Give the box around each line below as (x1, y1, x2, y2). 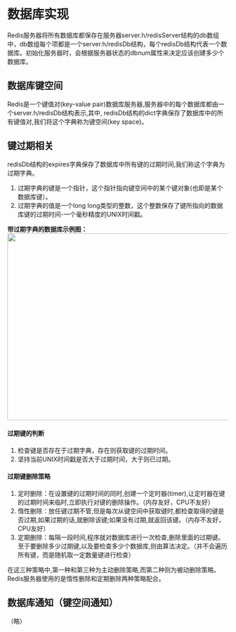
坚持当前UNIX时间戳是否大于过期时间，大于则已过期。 (17, 454, 175, 463)
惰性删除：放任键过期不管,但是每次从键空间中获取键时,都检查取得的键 (17, 506, 218, 515)
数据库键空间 (7, 80, 63, 92)
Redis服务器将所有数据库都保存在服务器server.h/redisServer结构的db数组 (7, 31, 220, 39)
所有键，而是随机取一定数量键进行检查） (17, 551, 135, 559)
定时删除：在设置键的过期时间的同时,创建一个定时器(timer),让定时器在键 (17, 489, 225, 497)
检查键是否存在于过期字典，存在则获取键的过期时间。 (17, 446, 172, 454)
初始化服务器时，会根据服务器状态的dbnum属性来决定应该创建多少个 (25, 48, 225, 57)
